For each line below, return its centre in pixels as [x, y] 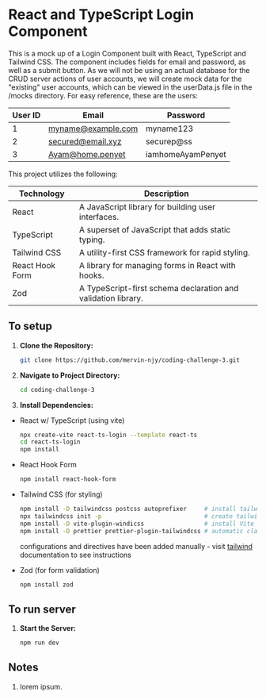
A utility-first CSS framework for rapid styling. [165, 252]
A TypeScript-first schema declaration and [159, 288]
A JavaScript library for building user [147, 206]
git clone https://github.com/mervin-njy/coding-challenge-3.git [129, 360]
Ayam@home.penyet [87, 154]
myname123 [169, 129]
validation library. [111, 298]
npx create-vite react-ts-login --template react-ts [108, 435]
